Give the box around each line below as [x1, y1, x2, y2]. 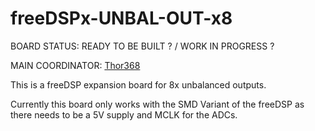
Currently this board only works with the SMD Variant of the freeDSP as [10, 98, 305, 110]
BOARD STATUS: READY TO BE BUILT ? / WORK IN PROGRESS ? [10, 40, 275, 52]
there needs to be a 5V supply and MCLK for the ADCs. [10, 108, 238, 121]
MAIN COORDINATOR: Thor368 [10, 59, 141, 71]
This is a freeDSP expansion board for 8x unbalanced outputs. [10, 78, 267, 91]
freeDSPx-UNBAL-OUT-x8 [10, 7, 233, 30]
